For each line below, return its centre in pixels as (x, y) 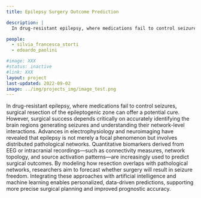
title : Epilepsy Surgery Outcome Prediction (63, 12)
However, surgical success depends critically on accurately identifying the (98, 119)
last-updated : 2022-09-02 (38, 83)
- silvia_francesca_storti (45, 45)
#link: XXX (20, 72)
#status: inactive (29, 67)
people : (16, 39)
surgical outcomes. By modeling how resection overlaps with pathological (97, 163)
